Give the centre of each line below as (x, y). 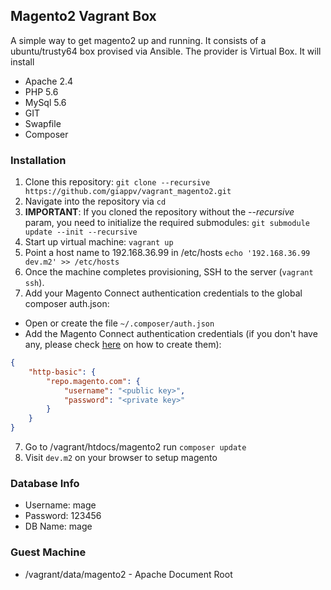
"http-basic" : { (62, 372)
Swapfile (43, 123)
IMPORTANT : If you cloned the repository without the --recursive (159, 212)
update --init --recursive (81, 232)
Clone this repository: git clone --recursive (117, 182)
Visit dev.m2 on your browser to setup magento (121, 458)
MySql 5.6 (45, 102)
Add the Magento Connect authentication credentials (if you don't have (171, 334)
